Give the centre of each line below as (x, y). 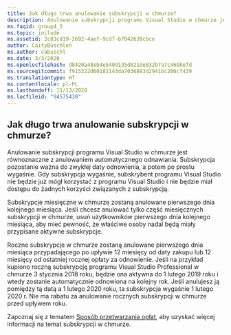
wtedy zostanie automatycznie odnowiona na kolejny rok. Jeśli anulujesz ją (113, 281)
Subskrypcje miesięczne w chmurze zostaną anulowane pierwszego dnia (111, 202)
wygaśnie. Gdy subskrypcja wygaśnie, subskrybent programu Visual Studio (114, 174)
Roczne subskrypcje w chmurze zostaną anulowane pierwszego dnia (105, 245)
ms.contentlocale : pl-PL (43, 84)
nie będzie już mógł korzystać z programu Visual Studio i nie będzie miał (110, 181)
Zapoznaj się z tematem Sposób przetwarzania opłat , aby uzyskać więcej (111, 316)
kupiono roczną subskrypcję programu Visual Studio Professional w (103, 267)
